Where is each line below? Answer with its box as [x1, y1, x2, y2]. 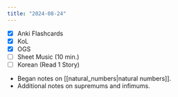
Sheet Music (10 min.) [17, 53, 80, 61]
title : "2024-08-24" [7, 10, 67, 17]
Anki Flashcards [17, 29, 64, 37]
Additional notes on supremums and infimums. [17, 81, 150, 90]
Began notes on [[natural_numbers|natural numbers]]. [17, 74, 172, 82]
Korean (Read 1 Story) [17, 60, 80, 69]
